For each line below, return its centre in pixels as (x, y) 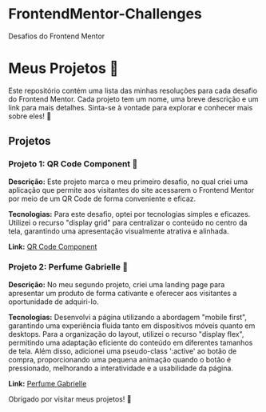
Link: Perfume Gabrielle (48, 383)
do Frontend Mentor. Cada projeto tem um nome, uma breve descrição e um (133, 99)
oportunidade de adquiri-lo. (54, 302)
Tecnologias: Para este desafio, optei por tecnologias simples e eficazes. (129, 214)
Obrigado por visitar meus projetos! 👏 (70, 399)
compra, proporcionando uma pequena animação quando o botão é (120, 359)
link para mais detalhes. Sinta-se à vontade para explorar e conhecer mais (131, 107)
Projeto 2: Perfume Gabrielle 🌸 (68, 267)
